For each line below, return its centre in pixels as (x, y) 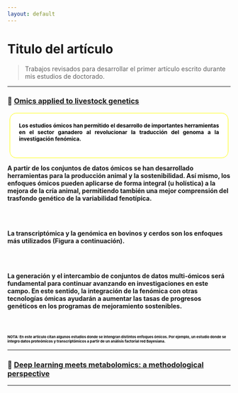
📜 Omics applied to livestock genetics (73, 101)
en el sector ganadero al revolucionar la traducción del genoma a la (119, 132)
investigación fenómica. (50, 139)
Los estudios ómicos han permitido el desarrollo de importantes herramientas (119, 125)
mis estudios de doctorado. (64, 76)
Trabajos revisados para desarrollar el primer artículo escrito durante (125, 69)
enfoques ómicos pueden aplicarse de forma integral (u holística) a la (112, 183)
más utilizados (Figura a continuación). (66, 240)
